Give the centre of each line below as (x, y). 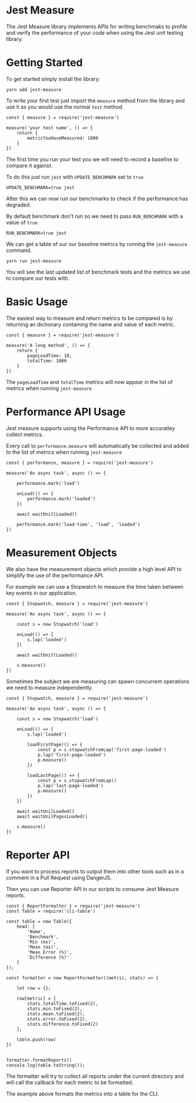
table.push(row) (37, 1040)
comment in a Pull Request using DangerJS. (59, 878)
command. (19, 250)
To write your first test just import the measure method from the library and (95, 100)
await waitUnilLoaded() (46, 811)
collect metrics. (25, 434)
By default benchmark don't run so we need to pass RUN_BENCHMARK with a (94, 216)
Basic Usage (37, 302)
